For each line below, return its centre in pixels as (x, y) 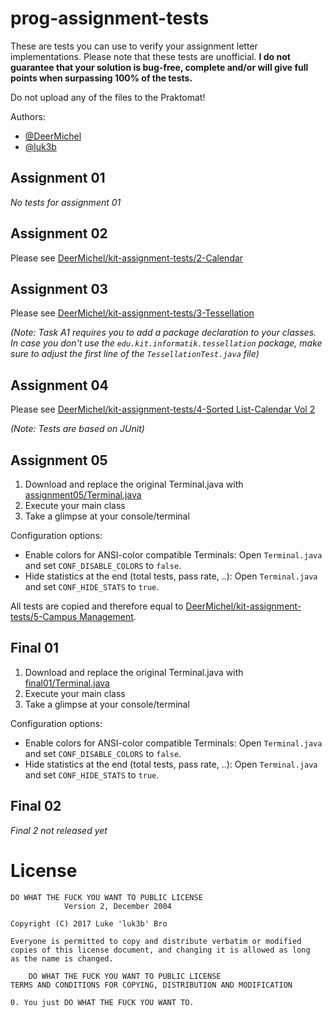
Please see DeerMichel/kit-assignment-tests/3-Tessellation (132, 313)
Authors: (28, 116)
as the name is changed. (62, 958)
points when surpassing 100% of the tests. (101, 78)
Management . (108, 616)
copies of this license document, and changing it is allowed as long (160, 950)
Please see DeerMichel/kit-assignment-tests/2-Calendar (127, 258)
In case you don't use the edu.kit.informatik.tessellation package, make (166, 343)
